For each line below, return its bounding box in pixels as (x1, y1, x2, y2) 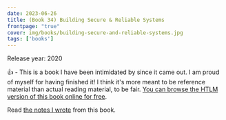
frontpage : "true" (7, 23, 60, 29)
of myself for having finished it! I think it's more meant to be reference (7, 78, 205, 86)
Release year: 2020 (7, 54, 63, 62)
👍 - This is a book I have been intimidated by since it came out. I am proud (7, 68, 220, 76)
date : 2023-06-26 (7, 10, 57, 17)
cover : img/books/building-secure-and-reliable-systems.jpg (7, 29, 184, 36)
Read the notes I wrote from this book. (7, 106, 116, 114)
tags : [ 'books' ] (7, 36, 54, 43)
